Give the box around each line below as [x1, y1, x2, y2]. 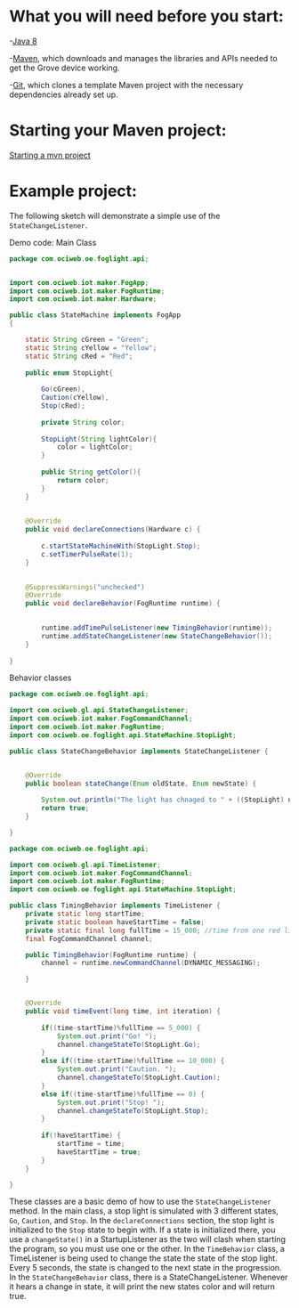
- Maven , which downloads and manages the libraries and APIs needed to [9, 53, 278, 63]
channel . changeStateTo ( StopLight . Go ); [56, 1040, 201, 1049]
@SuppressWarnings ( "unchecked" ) [25, 582, 145, 591]
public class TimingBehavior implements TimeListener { [9, 901, 221, 910]
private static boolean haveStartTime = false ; [25, 917, 205, 927]
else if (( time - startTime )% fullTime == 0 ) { [41, 1089, 205, 1099]
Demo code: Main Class [9, 237, 97, 248]
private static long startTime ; [25, 910, 145, 919]
